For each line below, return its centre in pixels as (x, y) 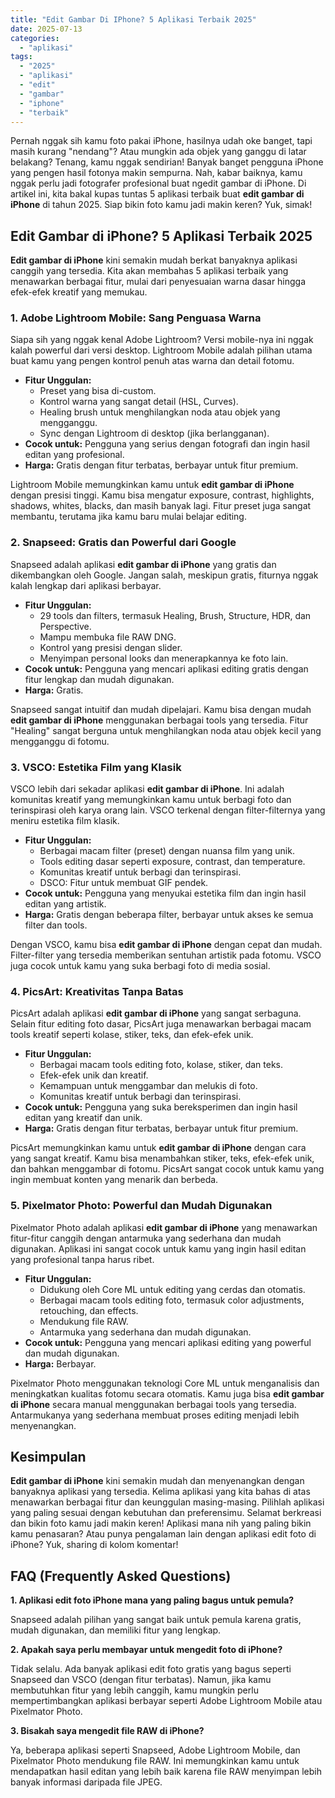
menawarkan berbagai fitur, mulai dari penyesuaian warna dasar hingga (158, 282)
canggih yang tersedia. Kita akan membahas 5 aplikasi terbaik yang (149, 271)
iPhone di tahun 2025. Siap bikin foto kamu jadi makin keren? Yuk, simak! (161, 205)
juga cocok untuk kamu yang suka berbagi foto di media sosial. (140, 966)
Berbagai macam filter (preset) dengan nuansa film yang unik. (167, 851)
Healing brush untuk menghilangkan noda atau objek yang (160, 412)
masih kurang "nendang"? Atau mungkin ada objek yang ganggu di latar (158, 152)
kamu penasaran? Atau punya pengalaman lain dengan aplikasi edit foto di (163, 1534)
